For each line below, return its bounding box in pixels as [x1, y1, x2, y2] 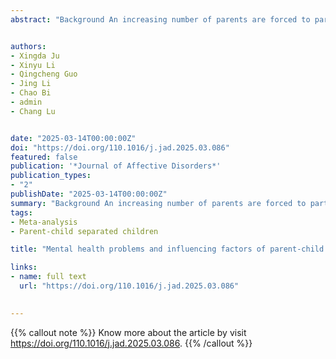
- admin [10, 97, 43, 107]
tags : [10, 207, 33, 218]
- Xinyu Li [10, 60, 56, 70]
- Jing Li [10, 79, 52, 89]
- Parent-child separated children [10, 226, 159, 236]
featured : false [10, 152, 78, 162]
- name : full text [10, 272, 87, 282]
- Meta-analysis [10, 217, 78, 227]
